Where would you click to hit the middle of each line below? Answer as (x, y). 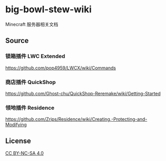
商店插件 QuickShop (30, 82)
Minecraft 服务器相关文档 (32, 24)
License (18, 141)
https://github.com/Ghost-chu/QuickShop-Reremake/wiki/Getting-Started (83, 93)
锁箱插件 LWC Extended (35, 56)
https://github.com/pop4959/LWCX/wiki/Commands (61, 68)
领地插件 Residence (30, 108)
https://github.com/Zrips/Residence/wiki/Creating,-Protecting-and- (76, 119)
